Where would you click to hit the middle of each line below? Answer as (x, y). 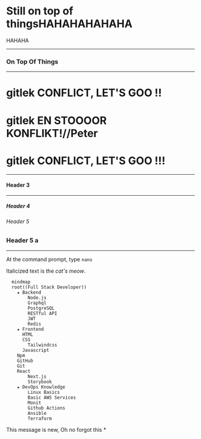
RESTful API (43, 313)
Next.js (37, 377)
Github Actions (47, 408)
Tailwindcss (43, 345)
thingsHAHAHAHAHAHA (69, 24)
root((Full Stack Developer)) (49, 287)
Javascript (36, 350)
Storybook (40, 382)
